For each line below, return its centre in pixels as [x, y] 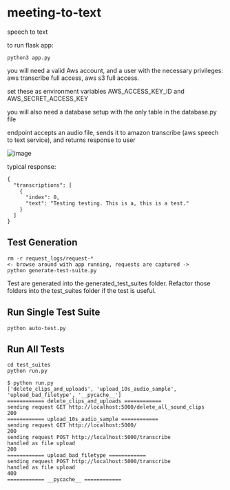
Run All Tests [36, 349]
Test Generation [42, 243]
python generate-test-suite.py [52, 270]
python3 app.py [29, 58]
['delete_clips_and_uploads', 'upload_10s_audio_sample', [92, 389]
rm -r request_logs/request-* [51, 258]
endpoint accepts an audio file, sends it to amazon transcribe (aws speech [113, 132]
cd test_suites [29, 365]
